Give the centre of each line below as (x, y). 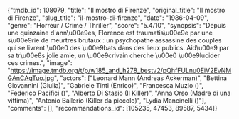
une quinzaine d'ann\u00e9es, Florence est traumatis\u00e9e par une (110, 33)
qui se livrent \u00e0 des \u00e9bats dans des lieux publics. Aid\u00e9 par (118, 48)
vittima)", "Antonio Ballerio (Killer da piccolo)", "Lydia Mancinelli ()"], (107, 101)
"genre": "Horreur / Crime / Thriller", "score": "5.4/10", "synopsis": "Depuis (117, 25)
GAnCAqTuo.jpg (31, 78)
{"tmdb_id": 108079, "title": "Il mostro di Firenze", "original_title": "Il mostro (116, 10)
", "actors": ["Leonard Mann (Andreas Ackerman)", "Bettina (140, 78)
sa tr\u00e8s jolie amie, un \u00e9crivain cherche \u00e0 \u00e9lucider (114, 55)
